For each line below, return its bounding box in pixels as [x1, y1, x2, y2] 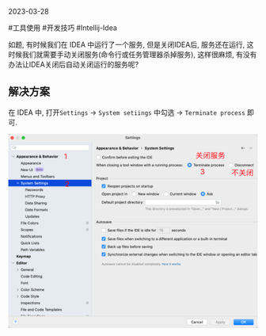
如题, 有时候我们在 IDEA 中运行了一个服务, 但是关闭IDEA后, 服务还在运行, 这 [8, 40, 254, 49]
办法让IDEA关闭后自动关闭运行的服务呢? [8, 59, 139, 69]
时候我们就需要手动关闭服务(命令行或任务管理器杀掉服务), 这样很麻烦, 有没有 [8, 50, 257, 59]
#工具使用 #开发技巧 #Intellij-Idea [8, 23, 117, 32]
